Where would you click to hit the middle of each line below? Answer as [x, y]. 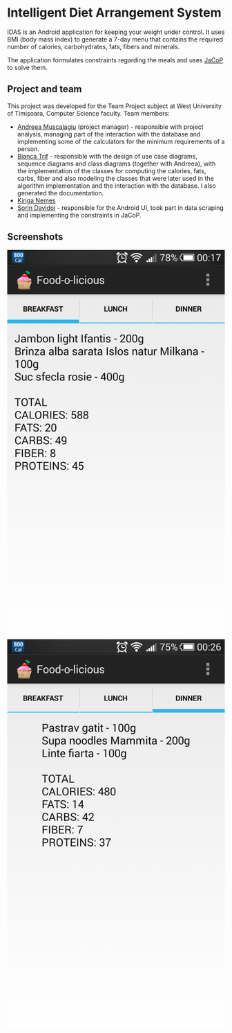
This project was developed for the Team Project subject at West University [115, 106]
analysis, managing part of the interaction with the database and [109, 134]
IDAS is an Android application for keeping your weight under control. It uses [116, 32]
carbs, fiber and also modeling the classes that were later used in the [115, 178]
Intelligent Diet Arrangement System [115, 13]
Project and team [45, 89]
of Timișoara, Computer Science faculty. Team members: [89, 113]
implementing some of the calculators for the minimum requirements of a [121, 141]
